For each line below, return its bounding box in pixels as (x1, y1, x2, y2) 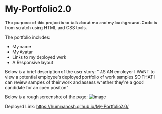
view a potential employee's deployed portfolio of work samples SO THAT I (5, 74, 156, 80)
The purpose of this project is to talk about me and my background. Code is (5, 20, 158, 25)
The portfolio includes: (5, 34, 50, 40)
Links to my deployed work (12, 54, 67, 60)
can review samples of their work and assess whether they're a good (5, 79, 144, 85)
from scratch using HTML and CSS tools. (5, 24, 87, 30)
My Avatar (12, 49, 33, 55)
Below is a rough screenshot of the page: (5, 94, 88, 100)
